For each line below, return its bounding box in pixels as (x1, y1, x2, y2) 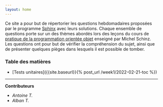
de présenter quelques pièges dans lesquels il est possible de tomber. (5, 46, 145, 52)
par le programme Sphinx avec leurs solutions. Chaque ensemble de (5, 25, 142, 31)
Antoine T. (12, 92, 33, 98)
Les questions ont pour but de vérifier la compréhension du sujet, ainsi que (5, 41, 155, 46)
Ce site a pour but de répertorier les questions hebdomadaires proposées (5, 20, 152, 26)
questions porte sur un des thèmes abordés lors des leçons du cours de (5, 31, 149, 36)
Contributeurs (5, 83, 34, 89)
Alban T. (12, 97, 29, 103)
